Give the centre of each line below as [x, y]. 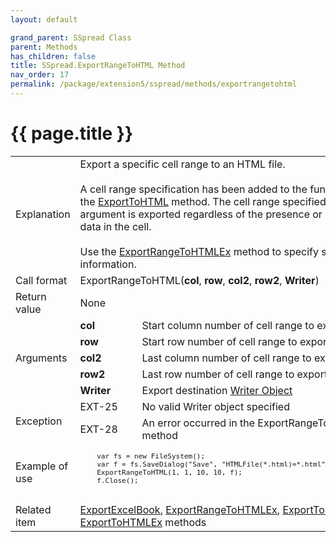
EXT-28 [98, 429]
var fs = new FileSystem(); [151, 456]
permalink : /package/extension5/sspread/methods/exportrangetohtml [154, 84]
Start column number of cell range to [228, 325]
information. [108, 264]
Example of [42, 466]
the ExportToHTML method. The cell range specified [203, 201]
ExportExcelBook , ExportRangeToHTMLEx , [180, 509]
